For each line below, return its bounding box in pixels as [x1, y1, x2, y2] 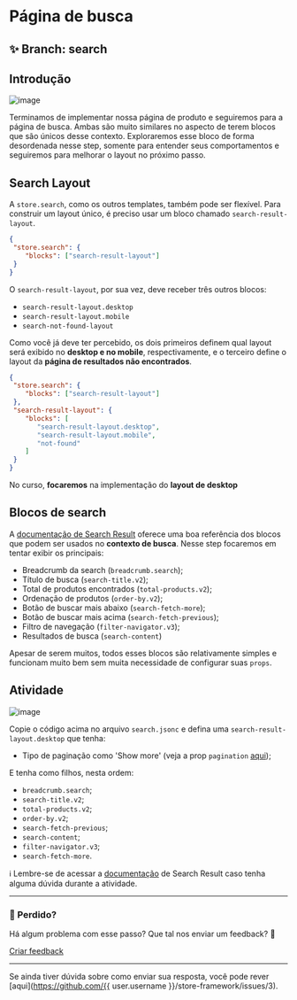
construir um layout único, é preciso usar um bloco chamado [9, 208, 231, 219]
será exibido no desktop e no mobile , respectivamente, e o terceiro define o [9, 346, 287, 357]
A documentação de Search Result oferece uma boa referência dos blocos [9, 529, 281, 539]
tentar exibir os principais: [9, 547, 104, 558]
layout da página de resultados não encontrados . [9, 356, 193, 367]
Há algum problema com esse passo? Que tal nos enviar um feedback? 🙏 [9, 928, 276, 939]
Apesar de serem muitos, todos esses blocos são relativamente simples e [9, 647, 277, 658]
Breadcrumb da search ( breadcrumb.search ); [21, 564, 184, 575]
